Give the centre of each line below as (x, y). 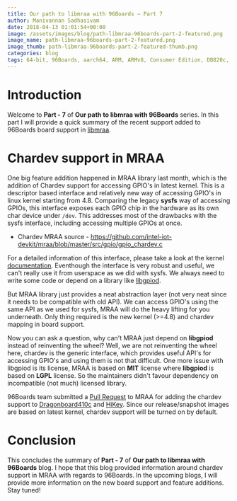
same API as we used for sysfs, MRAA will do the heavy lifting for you (109, 309)
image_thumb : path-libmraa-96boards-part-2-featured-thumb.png (103, 47)
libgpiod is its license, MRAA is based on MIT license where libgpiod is (111, 368)
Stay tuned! (24, 490)
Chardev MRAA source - (53, 236)
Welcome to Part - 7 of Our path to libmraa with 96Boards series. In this (113, 115)
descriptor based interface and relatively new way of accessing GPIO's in (114, 192)
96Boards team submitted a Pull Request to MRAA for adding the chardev (114, 396)
